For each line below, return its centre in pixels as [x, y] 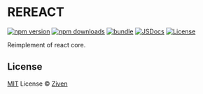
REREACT [36, 12]
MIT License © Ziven [37, 84]
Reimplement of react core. [47, 45]
